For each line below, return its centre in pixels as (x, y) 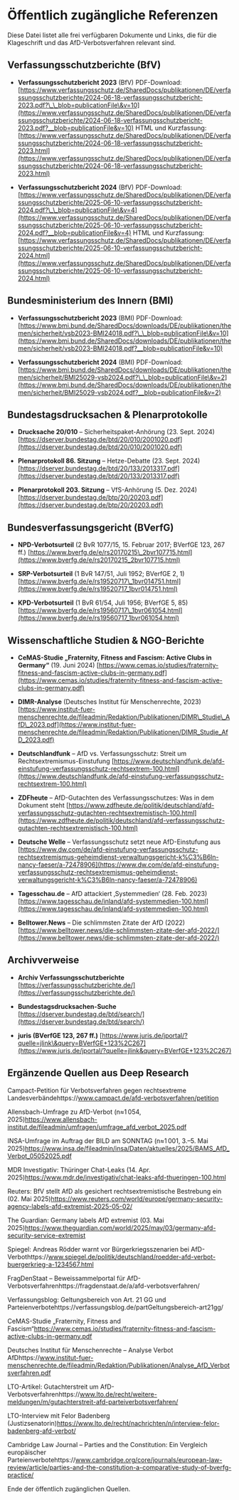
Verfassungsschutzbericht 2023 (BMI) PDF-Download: (100, 318)
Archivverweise (43, 960)
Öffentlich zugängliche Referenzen (113, 15)
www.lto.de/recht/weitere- (118, 1394)
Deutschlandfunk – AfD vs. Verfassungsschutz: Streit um (102, 754)
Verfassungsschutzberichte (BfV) (84, 65)
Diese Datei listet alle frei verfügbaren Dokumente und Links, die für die (112, 35)
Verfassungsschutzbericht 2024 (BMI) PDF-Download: (100, 362)
